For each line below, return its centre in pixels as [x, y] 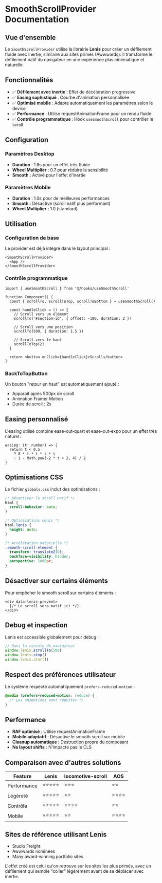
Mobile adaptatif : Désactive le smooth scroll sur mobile [68, 737]
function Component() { [29, 297]
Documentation [37, 19]
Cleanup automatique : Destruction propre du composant [70, 742]
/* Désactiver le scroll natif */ [40, 498]
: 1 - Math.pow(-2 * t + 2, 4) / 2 [50, 458]
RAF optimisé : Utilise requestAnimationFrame [59, 731]
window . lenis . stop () [26, 655]
